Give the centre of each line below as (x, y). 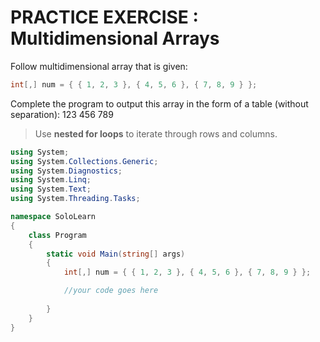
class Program (57, 235)
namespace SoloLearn (53, 217)
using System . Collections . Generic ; (84, 161)
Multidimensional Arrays (115, 38)
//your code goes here (111, 291)
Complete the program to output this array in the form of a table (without (159, 103)
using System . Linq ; (51, 180)
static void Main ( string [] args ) (116, 254)
